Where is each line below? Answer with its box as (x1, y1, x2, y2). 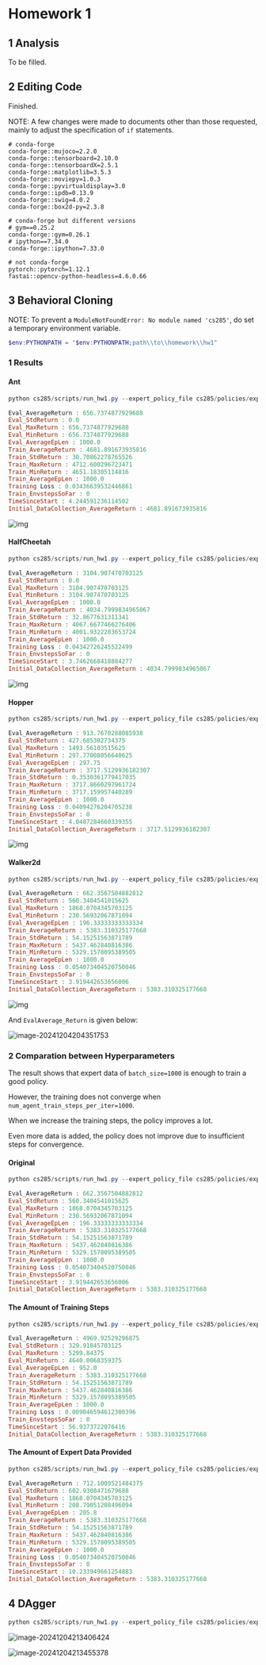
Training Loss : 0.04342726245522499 (8, 643, 133, 651)
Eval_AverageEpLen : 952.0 (8, 1364, 97, 1372)
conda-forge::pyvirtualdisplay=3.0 (8, 182, 126, 190)
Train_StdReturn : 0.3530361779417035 (8, 774, 136, 782)
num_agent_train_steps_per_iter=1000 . (8, 1100, 135, 1110)
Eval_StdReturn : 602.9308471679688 (8, 1487, 129, 1495)
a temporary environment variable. (8, 323, 121, 333)
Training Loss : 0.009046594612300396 (8, 1408, 136, 1416)
